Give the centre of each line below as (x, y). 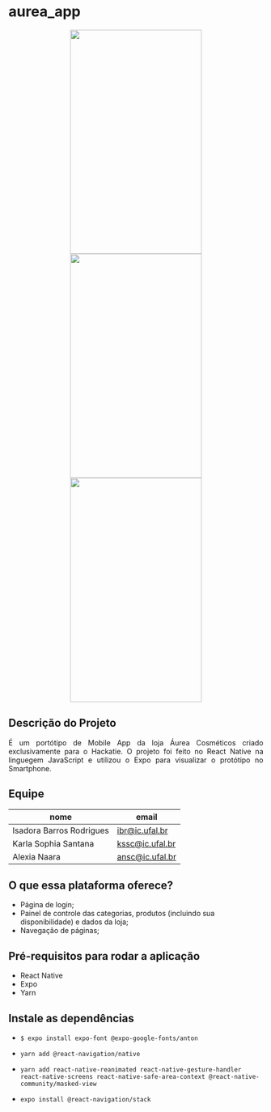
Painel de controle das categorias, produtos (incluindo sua (117, 914)
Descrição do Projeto (62, 723)
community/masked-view (58, 1084)
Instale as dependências (72, 1018)
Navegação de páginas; (59, 931)
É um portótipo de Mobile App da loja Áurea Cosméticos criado (136, 742)
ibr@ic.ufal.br (142, 830)
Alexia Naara (36, 856)
